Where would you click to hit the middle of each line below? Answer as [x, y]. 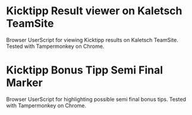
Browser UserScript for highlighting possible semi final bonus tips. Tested [96, 99]
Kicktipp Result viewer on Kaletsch [94, 11]
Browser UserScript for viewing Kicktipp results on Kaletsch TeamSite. [92, 40]
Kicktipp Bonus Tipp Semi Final [85, 70]
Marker [24, 83]
